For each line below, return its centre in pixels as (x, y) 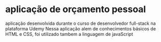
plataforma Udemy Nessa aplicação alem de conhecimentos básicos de (81, 28)
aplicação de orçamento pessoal (76, 9)
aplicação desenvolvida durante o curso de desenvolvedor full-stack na (81, 23)
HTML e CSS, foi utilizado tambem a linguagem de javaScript (69, 34)
